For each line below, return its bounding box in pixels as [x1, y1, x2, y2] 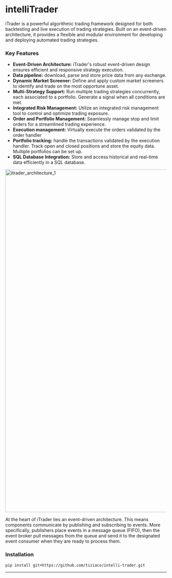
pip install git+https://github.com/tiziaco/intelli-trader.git [5, 563, 145, 568]
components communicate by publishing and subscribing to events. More [5, 522, 161, 528]
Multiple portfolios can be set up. [12, 149, 83, 155]
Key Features [5, 50, 39, 57]
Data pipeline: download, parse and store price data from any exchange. [12, 72, 167, 78]
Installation [5, 551, 34, 558]
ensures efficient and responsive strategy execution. [12, 67, 124, 73]
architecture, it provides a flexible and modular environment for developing [5, 31, 163, 37]
